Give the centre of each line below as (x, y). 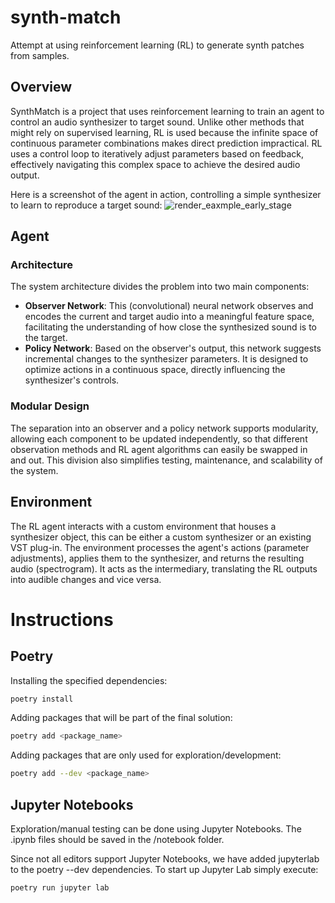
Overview (41, 87)
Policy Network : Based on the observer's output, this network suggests (173, 348)
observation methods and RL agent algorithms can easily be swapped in (159, 449)
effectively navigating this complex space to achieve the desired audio (155, 164)
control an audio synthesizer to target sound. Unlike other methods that (157, 122)
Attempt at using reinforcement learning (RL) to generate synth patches (157, 45)
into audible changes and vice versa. (86, 579)
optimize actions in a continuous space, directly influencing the (155, 370)
